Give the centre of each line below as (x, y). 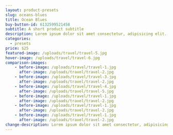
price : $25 (17, 48)
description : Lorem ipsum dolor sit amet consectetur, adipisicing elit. (86, 34)
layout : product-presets (32, 10)
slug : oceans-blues (26, 15)
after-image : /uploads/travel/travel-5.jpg (66, 91)
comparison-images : (26, 63)
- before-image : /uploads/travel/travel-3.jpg (65, 77)
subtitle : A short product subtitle (45, 29)
